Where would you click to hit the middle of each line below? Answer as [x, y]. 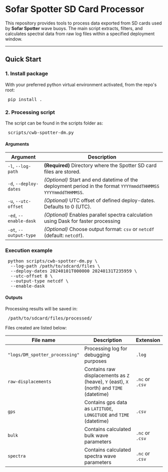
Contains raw [100, 369]
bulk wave [96, 435]
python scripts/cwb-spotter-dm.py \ [53, 261]
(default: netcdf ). [64, 235]
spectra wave [100, 456]
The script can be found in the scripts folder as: [54, 123]
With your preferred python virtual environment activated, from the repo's [81, 84]
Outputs [14, 297]
